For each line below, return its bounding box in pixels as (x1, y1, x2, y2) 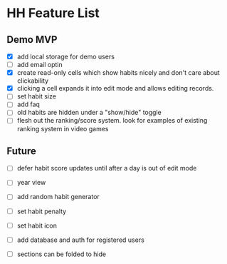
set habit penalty (16, 207, 67, 215)
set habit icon (16, 221, 58, 230)
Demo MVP (6, 34, 58, 46)
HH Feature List (6, 5, 100, 21)
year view (16, 178, 46, 187)
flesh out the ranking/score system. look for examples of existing (16, 116, 208, 125)
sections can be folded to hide (16, 250, 107, 258)
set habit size (16, 92, 56, 101)
